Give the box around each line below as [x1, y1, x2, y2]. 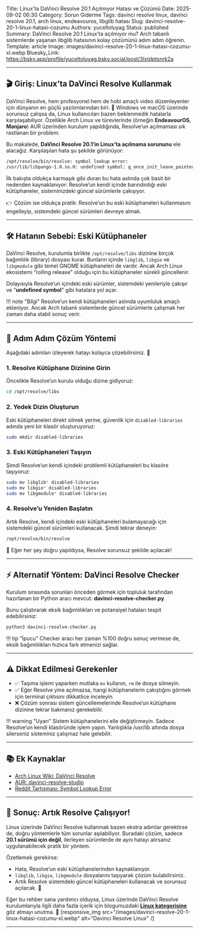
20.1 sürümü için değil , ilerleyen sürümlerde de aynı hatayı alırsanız [6, 836, 171, 843]
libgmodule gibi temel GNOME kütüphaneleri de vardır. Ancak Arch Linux [6, 262, 183, 269]
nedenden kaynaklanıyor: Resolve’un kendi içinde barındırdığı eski [6, 181, 167, 188]
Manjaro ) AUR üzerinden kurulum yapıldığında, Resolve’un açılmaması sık [6, 123, 185, 130]
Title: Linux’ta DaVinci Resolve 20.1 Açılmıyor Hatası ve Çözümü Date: [6, 5, 175, 12]
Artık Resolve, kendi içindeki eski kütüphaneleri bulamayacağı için [6, 518, 167, 525]
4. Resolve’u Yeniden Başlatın [6, 504, 93, 512]
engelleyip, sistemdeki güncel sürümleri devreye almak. [6, 208, 142, 215]
